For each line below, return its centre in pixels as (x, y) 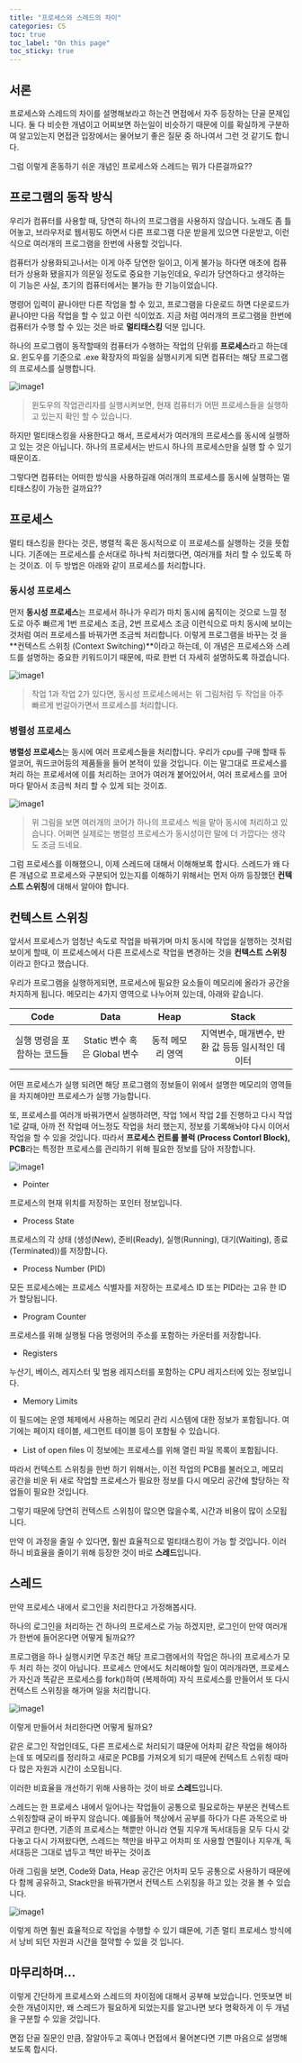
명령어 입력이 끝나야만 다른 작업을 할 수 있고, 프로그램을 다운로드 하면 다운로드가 (150, 304)
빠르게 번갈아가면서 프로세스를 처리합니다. (105, 704)
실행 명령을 (37, 1040)
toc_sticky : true (42, 51)
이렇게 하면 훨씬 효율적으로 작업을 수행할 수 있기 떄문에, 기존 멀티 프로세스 (138, 1930)
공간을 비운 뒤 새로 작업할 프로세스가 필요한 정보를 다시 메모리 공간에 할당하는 (145, 1480)
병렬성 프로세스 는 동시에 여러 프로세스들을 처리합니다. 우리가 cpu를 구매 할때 (143, 752)
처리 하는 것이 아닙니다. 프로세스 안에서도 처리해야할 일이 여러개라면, (138, 1668)
